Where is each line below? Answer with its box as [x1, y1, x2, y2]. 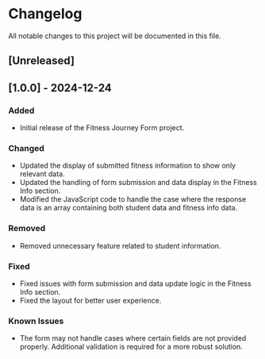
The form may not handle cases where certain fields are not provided [19, 334, 247, 343]
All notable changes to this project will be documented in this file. [8, 31, 222, 41]
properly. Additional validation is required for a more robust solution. [19, 342, 244, 352]
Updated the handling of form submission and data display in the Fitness [19, 178, 258, 187]
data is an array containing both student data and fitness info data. [19, 203, 238, 213]
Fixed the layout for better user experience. [19, 295, 162, 305]
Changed [8, 142, 45, 153]
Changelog [8, 5, 83, 23]
